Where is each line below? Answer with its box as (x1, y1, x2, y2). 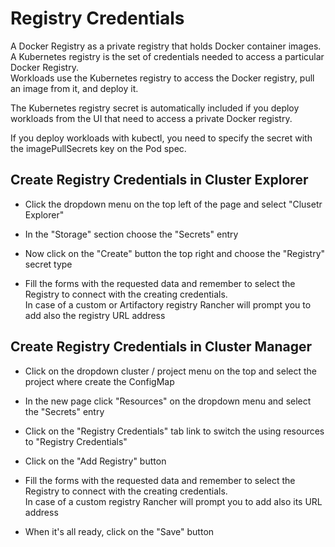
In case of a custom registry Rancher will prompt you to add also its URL (24, 495, 323, 507)
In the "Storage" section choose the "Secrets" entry (24, 228, 239, 240)
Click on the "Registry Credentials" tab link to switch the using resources (24, 425, 325, 437)
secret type (24, 258, 73, 270)
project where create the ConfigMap (24, 375, 175, 387)
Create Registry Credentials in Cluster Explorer (10, 172, 309, 189)
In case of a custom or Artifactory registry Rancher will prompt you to (24, 298, 312, 311)
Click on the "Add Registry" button (24, 455, 167, 467)
